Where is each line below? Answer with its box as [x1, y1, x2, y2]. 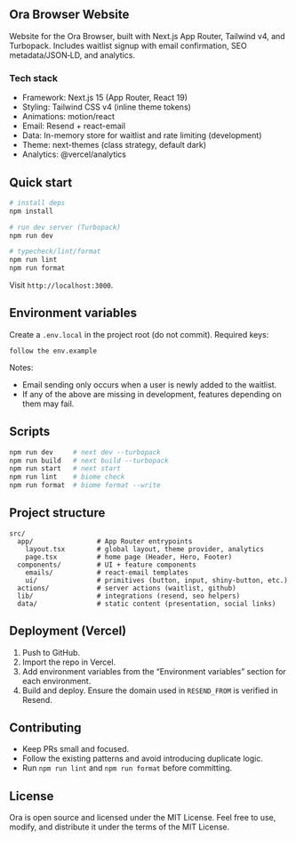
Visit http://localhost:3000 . [9, 280, 114, 290]
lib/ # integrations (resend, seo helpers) [17, 592, 241, 600]
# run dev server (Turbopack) [9, 223, 122, 232]
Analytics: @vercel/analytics [21, 149, 127, 159]
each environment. [21, 675, 92, 686]
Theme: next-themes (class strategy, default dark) [21, 140, 207, 151]
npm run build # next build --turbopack [9, 456, 169, 465]
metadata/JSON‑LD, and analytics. [9, 49, 136, 61]
